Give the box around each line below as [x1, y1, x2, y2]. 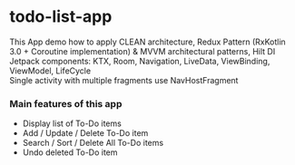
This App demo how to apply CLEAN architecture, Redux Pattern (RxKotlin [9, 36, 286, 47]
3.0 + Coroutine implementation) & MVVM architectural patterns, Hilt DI [9, 45, 276, 56]
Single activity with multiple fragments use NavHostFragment [9, 74, 239, 85]
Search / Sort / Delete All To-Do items [22, 138, 164, 149]
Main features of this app [9, 97, 123, 110]
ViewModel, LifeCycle [9, 65, 92, 76]
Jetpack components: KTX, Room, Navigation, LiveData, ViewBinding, [9, 55, 270, 66]
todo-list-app [9, 6, 113, 27]
